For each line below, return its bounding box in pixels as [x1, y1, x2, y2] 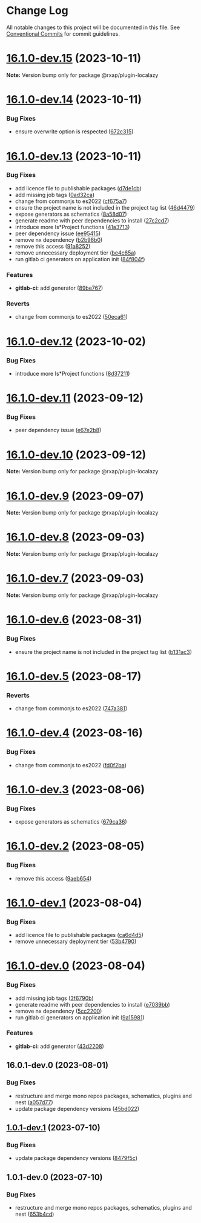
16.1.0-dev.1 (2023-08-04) [6, 896, 142, 910]
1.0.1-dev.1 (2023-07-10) [6, 1122, 101, 1133]
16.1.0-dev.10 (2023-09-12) [6, 448, 147, 461]
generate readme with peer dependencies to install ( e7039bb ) [15, 1001, 171, 1008]
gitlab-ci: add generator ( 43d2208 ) [15, 1042, 104, 1050]
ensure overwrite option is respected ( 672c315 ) [15, 128, 134, 135]
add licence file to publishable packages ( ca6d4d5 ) [15, 931, 144, 939]
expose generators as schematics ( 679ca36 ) [15, 818, 127, 825]
